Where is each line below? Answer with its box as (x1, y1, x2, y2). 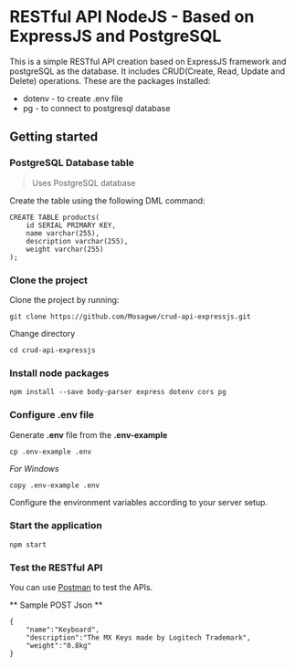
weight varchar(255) (26, 245, 104, 254)
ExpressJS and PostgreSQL (9, 26, 222, 47)
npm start (9, 540, 47, 549)
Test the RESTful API (9, 561, 103, 574)
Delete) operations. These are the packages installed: (9, 75, 211, 86)
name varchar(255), (26, 228, 100, 238)
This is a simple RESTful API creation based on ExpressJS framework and (9, 56, 287, 67)
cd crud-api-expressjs (9, 345, 96, 355)
